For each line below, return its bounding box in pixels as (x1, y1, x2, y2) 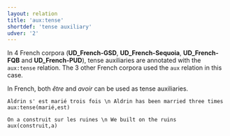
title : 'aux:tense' (7, 17, 64, 24)
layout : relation (7, 10, 58, 17)
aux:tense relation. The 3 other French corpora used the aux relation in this (7, 63, 222, 72)
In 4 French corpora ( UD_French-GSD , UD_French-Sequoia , (7, 49, 182, 57)
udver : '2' (7, 29, 39, 37)
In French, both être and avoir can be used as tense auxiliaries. (7, 84, 189, 93)
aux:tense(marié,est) (7, 104, 71, 112)
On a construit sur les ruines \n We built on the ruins (7, 116, 177, 123)
